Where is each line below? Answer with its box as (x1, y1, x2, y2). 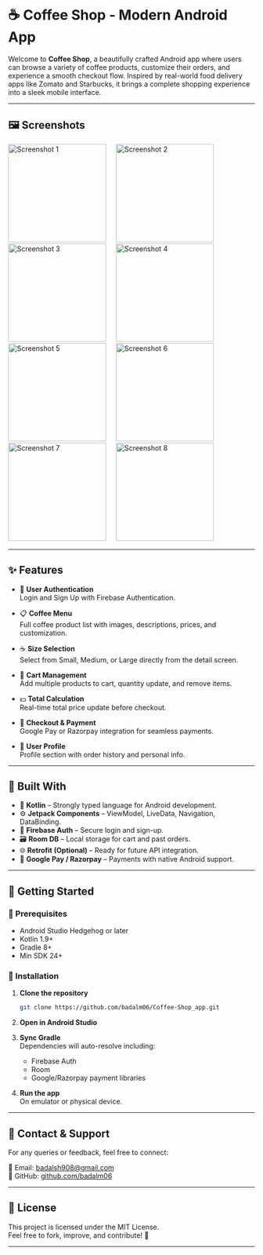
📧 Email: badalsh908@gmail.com (8, 1163, 115, 1173)
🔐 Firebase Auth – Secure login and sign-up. (19, 826, 164, 835)
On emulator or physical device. (19, 1096, 123, 1107)
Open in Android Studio (19, 1018, 98, 1027)
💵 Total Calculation (19, 694, 85, 703)
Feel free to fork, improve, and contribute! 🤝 (8, 1230, 150, 1240)
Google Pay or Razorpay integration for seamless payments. (19, 726, 214, 735)
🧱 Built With (8, 779, 67, 793)
